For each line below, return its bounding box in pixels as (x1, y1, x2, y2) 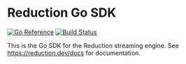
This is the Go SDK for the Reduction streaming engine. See (7, 41, 180, 49)
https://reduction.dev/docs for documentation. (7, 49, 141, 57)
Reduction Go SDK (7, 5, 117, 21)
